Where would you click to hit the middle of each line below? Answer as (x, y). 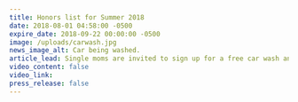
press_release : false (49, 83)
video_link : (31, 75)
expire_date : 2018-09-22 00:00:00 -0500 (85, 34)
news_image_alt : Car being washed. (75, 51)
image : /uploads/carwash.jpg (63, 42)
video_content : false (49, 67)
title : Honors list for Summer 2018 (77, 17)
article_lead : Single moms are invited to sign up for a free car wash (144, 59)
